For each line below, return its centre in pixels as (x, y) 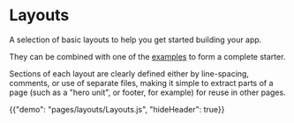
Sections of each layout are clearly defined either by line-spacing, (129, 73)
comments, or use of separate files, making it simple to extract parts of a (141, 83)
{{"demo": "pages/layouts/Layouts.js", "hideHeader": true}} (117, 109)
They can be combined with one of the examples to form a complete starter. (147, 56)
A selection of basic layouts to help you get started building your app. (136, 40)
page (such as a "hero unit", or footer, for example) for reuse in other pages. (147, 92)
